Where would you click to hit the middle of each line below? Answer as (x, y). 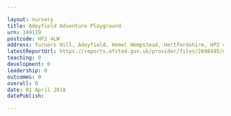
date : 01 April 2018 (37, 90)
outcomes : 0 (24, 77)
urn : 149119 (24, 32)
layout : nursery (30, 19)
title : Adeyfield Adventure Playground (64, 26)
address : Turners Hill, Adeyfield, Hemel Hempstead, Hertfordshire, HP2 (113, 45)
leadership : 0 (27, 70)
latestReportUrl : (32, 51)
